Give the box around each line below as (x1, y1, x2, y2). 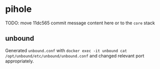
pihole (5, 3, 32, 15)
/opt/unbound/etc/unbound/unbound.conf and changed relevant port (5, 53, 144, 59)
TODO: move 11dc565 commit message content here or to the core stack (5, 20, 155, 26)
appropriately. (5, 58, 34, 64)
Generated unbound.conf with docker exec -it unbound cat (5, 47, 127, 53)
